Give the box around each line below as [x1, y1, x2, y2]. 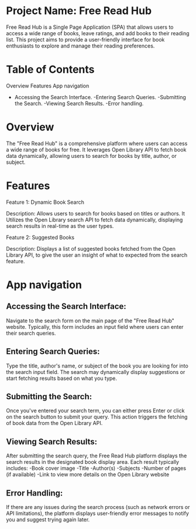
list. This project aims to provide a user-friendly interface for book [6, 36, 165, 43]
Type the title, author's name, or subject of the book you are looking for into [6, 362, 188, 369]
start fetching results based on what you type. [6, 375, 118, 382]
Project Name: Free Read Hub [6, 4, 152, 18]
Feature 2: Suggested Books [6, 234, 75, 241]
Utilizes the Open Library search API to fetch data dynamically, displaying [6, 216, 183, 223]
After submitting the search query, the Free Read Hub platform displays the [6, 452, 187, 459]
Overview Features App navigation [6, 82, 90, 89]
